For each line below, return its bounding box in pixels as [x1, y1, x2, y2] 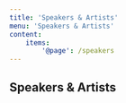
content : [9, 30, 42, 39]
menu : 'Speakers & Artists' [9, 21, 115, 30]
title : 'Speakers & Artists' [9, 13, 119, 22]
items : [25, 38, 50, 47]
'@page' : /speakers [41, 47, 115, 56]
